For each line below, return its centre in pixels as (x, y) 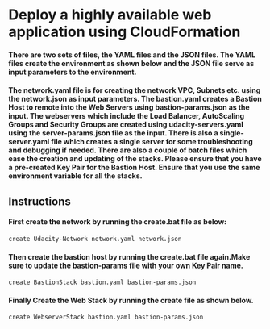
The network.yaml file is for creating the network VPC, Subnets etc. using (135, 90)
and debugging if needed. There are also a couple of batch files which (128, 150)
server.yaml (29, 142)
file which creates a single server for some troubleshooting (152, 142)
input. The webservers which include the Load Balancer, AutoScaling (127, 116)
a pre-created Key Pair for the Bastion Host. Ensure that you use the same (134, 168)
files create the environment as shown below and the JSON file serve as (131, 63)
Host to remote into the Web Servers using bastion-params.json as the (129, 107)
